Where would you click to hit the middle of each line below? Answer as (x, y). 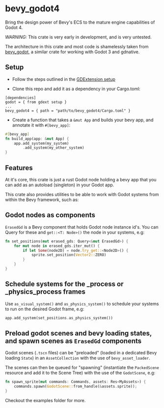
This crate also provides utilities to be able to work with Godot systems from (82, 194)
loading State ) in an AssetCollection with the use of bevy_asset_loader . (78, 358)
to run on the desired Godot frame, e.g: (45, 309)
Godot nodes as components (50, 215)
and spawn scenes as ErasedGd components (73, 341)
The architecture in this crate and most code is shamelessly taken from (77, 46)
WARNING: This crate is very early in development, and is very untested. (78, 37)
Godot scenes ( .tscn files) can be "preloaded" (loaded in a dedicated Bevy (81, 353)
